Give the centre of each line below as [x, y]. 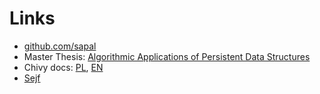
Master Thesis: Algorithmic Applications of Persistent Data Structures [167, 56]
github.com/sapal [60, 46]
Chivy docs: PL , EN [63, 67]
